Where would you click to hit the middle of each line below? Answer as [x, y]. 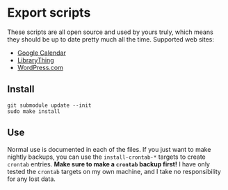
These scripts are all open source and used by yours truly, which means [110, 32]
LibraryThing [35, 60]
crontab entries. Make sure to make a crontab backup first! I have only [109, 164]
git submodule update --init [49, 105]
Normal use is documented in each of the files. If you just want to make [109, 149]
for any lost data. [31, 179]
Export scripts [49, 13]
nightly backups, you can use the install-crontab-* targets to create [107, 157]
